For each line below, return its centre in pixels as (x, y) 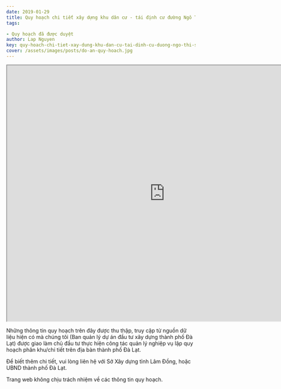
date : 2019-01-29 (28, 12)
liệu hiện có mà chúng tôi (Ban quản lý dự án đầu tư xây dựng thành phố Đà (100, 337)
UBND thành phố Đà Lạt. (37, 367)
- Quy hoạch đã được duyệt (40, 34)
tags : (13, 23)
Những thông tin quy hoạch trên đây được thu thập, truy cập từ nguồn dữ (97, 330)
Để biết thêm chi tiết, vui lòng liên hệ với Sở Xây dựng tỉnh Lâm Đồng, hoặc (98, 361)
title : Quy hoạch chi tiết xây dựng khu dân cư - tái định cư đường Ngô (99, 17)
